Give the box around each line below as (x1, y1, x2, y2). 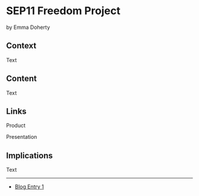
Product (6, 122, 25, 129)
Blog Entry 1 (14, 183, 44, 190)
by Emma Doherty (6, 24, 50, 31)
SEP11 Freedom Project (6, 4, 121, 18)
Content (6, 74, 37, 84)
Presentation (6, 133, 37, 141)
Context (6, 41, 37, 51)
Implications (6, 151, 53, 161)
